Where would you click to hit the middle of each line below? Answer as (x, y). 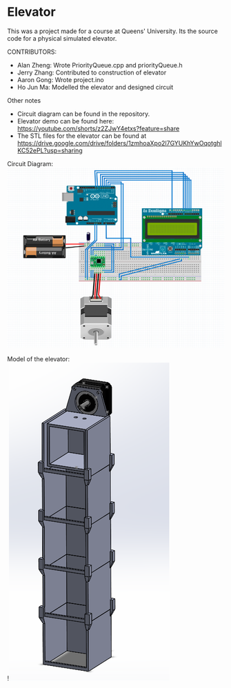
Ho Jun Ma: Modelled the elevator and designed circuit (95, 87)
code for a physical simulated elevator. (62, 38)
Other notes (24, 100)
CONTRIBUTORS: (32, 52)
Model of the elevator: (39, 359)
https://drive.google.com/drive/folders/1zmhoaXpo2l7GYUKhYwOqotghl (119, 143)
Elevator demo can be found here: (66, 121)
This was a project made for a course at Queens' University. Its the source (113, 31)
